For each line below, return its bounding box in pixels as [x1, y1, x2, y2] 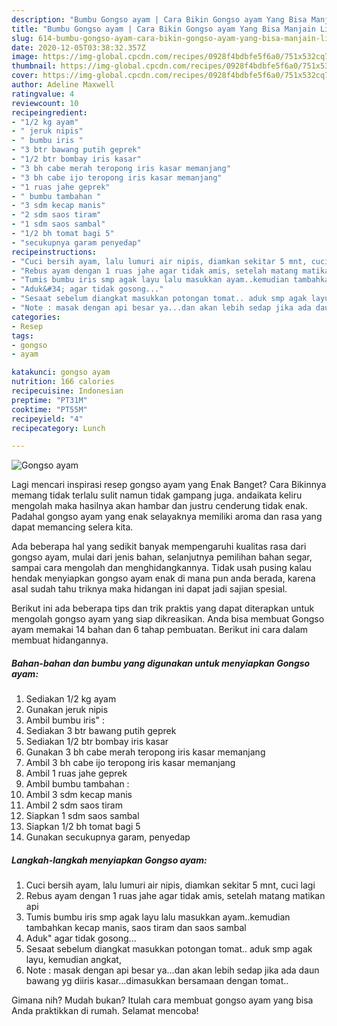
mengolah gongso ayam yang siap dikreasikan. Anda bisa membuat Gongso [11, 613, 325, 625]
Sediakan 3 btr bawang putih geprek [25, 725, 177, 737]
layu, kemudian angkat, [25, 954, 122, 966]
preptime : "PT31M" [11, 395, 88, 405]
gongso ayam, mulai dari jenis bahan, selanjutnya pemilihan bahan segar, [11, 551, 313, 563]
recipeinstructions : [11, 247, 98, 257]
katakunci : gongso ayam [11, 367, 111, 378]
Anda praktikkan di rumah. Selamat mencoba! [11, 1005, 199, 1017]
